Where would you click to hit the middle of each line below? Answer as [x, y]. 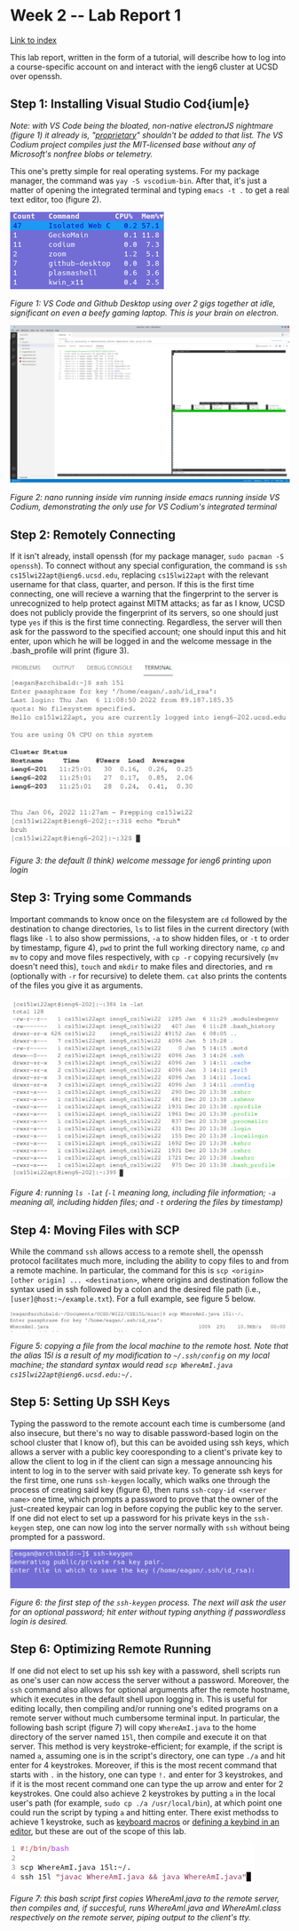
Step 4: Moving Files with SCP [95, 1230]
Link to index [33, 40]
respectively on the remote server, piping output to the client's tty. [130, 1917]
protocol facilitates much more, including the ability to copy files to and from [149, 1261]
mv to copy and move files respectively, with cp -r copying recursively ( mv [144, 957]
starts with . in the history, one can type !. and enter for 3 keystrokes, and [146, 1775]
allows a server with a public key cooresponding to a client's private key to [146, 1452]
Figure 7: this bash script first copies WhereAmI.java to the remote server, [145, 1898]
